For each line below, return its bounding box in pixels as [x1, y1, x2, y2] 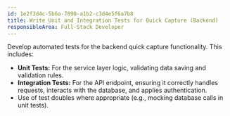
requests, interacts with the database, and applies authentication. [17, 86, 207, 95]
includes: [7, 50, 34, 58]
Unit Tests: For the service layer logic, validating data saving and [17, 64, 206, 72]
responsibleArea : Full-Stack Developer [7, 23, 124, 30]
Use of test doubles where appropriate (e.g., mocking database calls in [17, 94, 224, 102]
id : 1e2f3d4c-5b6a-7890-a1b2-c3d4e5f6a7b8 [7, 10, 134, 18]
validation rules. [17, 71, 64, 79]
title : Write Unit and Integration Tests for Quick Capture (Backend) [7, 17, 219, 24]
